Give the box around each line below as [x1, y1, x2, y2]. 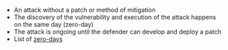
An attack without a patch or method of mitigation [13, 6, 156, 14]
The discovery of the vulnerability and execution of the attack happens [13, 13, 216, 21]
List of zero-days [13, 35, 63, 43]
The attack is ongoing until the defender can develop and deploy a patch [13, 27, 222, 36]
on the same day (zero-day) [13, 21, 94, 28]
